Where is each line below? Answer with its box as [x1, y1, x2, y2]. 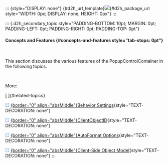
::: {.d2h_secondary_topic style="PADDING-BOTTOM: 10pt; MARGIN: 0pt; [5, 21, 156, 26]
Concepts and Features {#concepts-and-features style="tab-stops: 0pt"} [5, 37, 163, 43]
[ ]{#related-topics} [5, 93, 46, 99]
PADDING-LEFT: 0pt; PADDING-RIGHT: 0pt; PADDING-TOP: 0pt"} [5, 26, 139, 32]
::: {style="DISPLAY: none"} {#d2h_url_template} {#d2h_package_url [5, 6, 150, 11]
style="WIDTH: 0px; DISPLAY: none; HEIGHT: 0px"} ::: [5, 11, 117, 17]
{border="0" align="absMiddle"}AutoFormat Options [11, 132, 119, 138]
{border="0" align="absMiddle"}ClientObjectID [11, 117, 108, 123]
